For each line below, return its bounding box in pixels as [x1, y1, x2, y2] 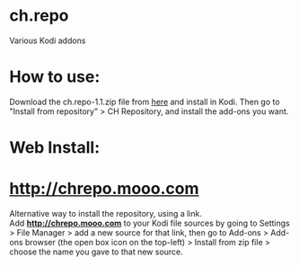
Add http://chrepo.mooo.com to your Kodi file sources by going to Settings [9, 217, 290, 228]
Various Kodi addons [9, 35, 86, 46]
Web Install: [9, 137, 101, 158]
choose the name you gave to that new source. [9, 246, 184, 257]
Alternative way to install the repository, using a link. [9, 208, 202, 218]
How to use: [9, 66, 101, 87]
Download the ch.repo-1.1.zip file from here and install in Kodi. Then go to [9, 96, 280, 107]
